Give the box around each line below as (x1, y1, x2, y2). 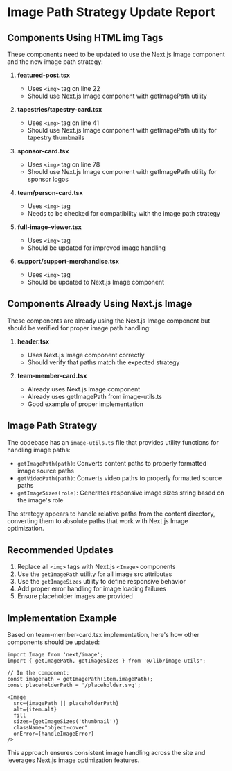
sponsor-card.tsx (17, 147, 69, 155)
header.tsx (17, 337, 50, 346)
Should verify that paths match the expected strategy (27, 358, 180, 366)
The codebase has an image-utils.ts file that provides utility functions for (7, 438, 220, 446)
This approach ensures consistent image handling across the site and (7, 749, 206, 757)
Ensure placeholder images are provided (17, 592, 134, 600)
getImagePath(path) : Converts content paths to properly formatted (17, 459, 206, 467)
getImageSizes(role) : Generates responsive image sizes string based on (17, 489, 225, 497)
